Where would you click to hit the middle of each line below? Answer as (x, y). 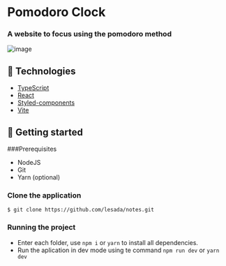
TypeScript (33, 88)
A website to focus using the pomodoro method (90, 34)
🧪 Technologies (42, 71)
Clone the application (44, 195)
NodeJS (29, 163)
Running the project (42, 228)
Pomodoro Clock (56, 12)
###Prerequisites (32, 149)
